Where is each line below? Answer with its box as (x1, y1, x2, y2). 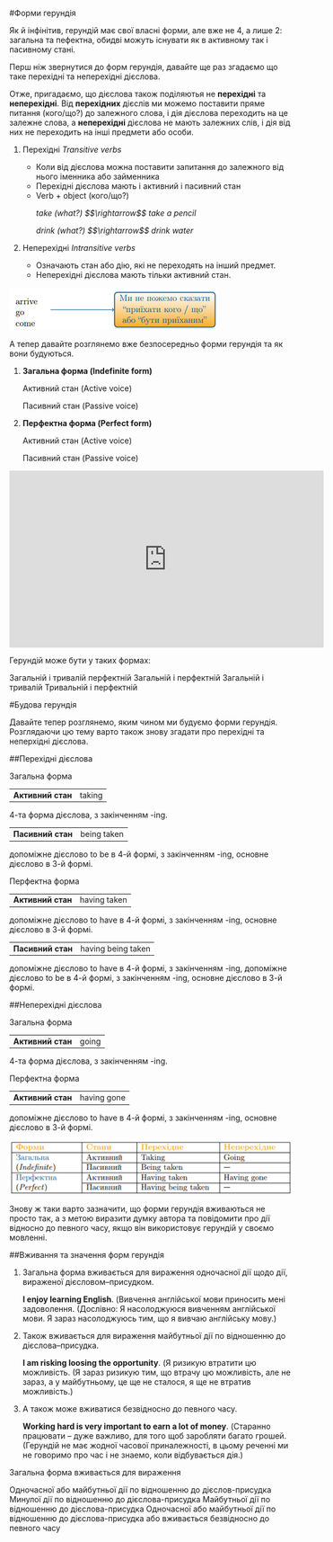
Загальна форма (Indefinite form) (22, 366, 153, 376)
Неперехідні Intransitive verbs (22, 243, 136, 253)
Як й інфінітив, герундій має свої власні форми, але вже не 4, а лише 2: (9, 25, 283, 35)
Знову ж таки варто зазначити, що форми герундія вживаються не (9, 1203, 266, 1214)
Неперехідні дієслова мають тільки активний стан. (35, 270, 232, 280)
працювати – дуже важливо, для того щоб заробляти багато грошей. (22, 1430, 287, 1441)
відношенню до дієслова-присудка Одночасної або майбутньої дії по (9, 1503, 276, 1514)
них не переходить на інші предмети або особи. (9, 127, 195, 138)
